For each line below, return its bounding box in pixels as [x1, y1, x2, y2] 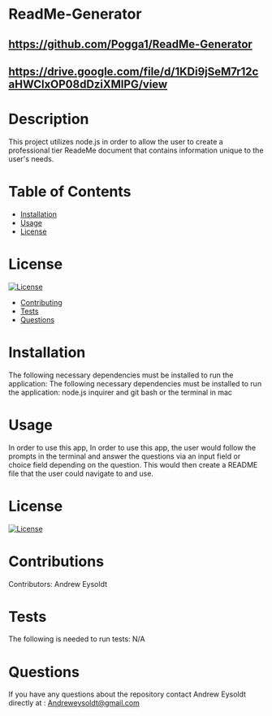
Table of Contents [8, 183, 132, 201]
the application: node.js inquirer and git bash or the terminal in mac [8, 387, 233, 397]
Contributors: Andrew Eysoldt [8, 579, 108, 589]
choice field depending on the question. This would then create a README [8, 459, 258, 469]
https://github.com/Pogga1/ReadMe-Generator [8, 37, 253, 51]
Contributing [19, 297, 63, 307]
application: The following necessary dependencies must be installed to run [8, 378, 262, 388]
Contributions [8, 552, 104, 571]
